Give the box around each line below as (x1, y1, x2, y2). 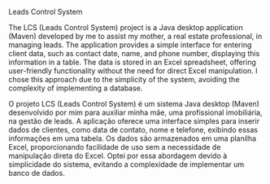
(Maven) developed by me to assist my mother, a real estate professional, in (8, 32, 263, 41)
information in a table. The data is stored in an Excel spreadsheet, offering (8, 57, 256, 67)
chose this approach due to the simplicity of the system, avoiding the (8, 75, 240, 84)
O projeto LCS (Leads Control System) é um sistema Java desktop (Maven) (8, 99, 260, 108)
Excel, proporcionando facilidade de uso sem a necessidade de (8, 142, 221, 151)
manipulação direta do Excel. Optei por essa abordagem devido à (8, 151, 228, 160)
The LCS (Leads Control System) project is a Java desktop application (8, 23, 243, 32)
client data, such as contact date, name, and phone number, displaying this (8, 49, 260, 58)
